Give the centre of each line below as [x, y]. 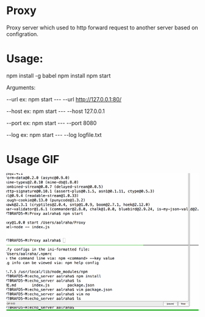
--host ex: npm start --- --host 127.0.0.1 [56, 111]
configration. [22, 34]
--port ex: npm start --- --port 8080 [52, 123]
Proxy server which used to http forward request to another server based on [102, 27]
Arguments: [21, 87]
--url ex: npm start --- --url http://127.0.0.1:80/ [64, 99]
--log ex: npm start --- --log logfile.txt [54, 134]
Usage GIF [33, 160]
